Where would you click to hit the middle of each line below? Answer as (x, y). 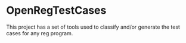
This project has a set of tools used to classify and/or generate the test (93, 27)
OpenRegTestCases (56, 10)
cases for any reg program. (40, 33)
